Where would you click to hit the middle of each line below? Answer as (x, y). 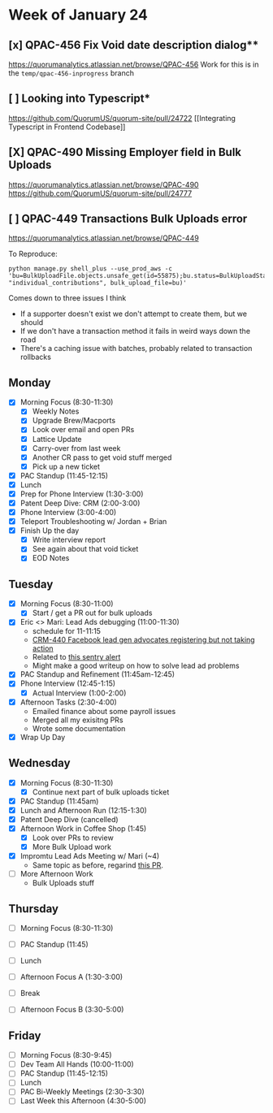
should (32, 323)
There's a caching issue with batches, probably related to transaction (136, 349)
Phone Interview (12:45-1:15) (68, 683)
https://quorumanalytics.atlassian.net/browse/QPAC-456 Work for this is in (134, 64)
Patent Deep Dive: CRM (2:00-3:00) (80, 503)
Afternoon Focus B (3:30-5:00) (72, 1010)
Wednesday (39, 763)
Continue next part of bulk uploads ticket (101, 792)
